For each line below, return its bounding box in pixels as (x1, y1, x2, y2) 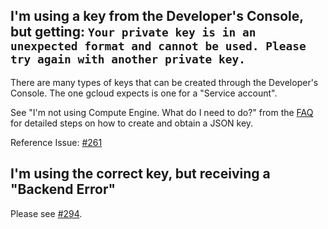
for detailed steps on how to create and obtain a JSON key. (10, 117, 254, 129)
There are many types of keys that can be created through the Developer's (10, 76, 319, 88)
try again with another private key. (10, 52, 246, 67)
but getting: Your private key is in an (10, 24, 257, 41)
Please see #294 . (10, 207, 83, 219)
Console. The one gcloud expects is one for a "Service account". (10, 87, 278, 99)
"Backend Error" (10, 181, 117, 198)
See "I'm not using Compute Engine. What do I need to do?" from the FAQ (10, 106, 314, 118)
